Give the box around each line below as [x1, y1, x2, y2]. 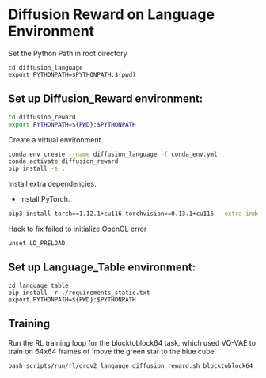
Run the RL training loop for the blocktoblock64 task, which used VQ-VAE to [8, 338, 256, 347]
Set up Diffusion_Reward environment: [8, 93, 203, 106]
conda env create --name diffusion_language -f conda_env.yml [8, 150, 218, 158]
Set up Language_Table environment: [8, 261, 196, 274]
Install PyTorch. [19, 195, 70, 204]
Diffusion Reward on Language [8, 6, 215, 24]
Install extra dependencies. [8, 180, 97, 189]
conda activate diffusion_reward [8, 157, 119, 165]
